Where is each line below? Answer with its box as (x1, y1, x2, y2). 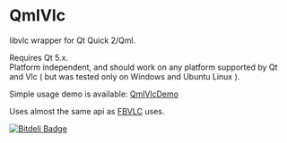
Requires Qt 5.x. (9, 52, 69, 63)
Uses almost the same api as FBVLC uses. (9, 105, 165, 116)
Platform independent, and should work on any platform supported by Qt (9, 62, 278, 72)
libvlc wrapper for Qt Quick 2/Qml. (9, 35, 136, 46)
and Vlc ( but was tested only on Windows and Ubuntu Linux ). (9, 71, 240, 81)
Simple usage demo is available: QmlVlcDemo (9, 88, 179, 99)
